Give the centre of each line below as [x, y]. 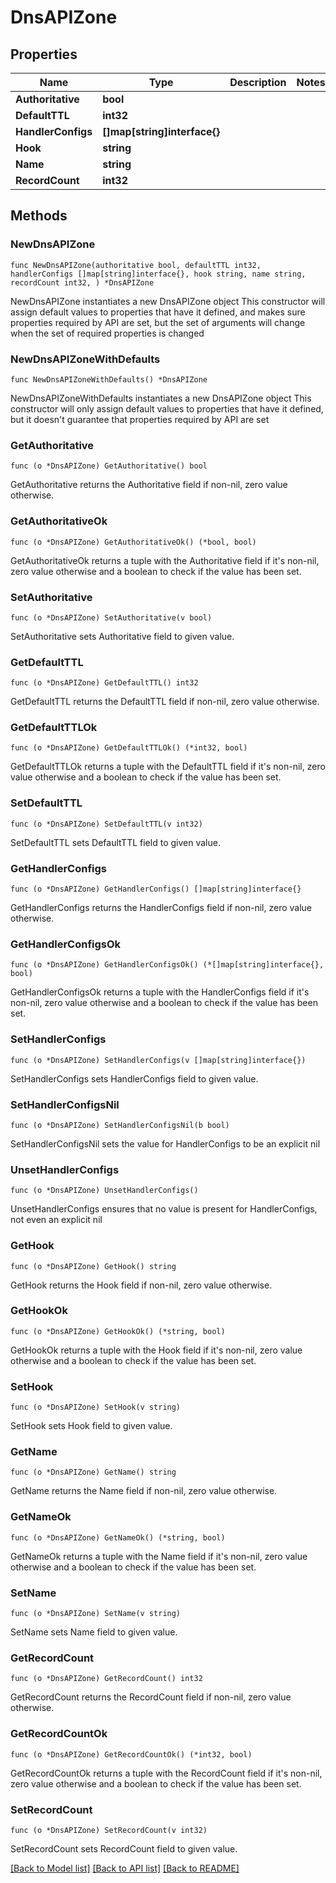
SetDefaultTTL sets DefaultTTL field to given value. [115, 842]
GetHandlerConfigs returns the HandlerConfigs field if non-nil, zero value [161, 908]
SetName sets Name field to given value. [94, 1632]
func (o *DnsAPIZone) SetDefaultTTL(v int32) [106, 824]
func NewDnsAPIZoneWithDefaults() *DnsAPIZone [109, 379]
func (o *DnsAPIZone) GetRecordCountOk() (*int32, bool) [131, 1754]
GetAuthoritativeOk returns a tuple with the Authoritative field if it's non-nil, [165, 560]
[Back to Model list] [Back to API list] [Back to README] [125, 1868]
